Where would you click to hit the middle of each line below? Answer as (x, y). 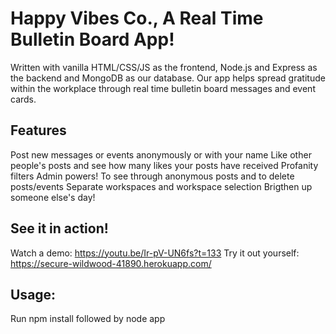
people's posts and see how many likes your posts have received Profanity (164, 165)
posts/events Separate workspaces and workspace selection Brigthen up (161, 186)
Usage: (33, 294)
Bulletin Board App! (92, 39)
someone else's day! (53, 197)
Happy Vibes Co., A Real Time (137, 18)
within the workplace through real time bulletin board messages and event (163, 88)
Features (38, 130)
